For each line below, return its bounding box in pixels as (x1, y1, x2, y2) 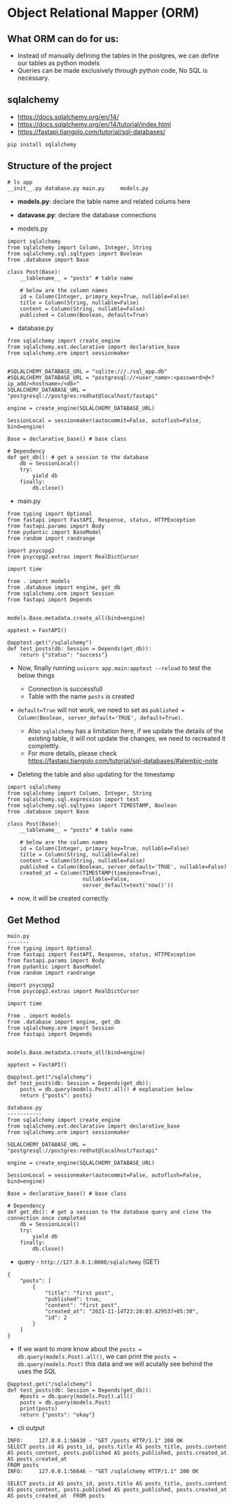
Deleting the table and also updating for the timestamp (17, 769, 175, 779)
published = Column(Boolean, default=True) (20, 311, 149, 318)
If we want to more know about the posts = (17, 1345, 142, 1353)
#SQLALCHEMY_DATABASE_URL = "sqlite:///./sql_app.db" (7, 368, 168, 375)
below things (17, 671, 55, 679)
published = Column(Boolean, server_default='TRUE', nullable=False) (20, 863, 228, 870)
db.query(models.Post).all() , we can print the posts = (17, 1353, 177, 1361)
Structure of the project (7, 160, 112, 172)
